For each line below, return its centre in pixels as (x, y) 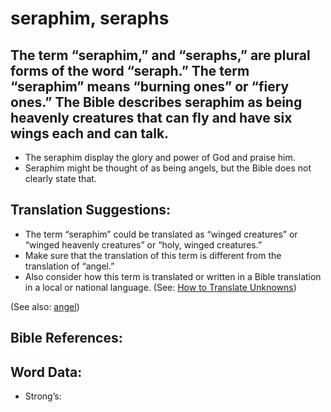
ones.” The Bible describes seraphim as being (156, 102)
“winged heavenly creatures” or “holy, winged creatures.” (143, 244)
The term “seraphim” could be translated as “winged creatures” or (161, 234)
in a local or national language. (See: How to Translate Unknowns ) (160, 287)
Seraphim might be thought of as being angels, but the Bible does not (168, 168)
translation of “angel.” (69, 266)
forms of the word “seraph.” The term (130, 70)
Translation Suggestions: (91, 210)
